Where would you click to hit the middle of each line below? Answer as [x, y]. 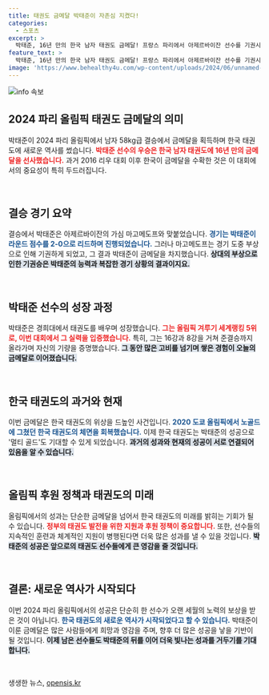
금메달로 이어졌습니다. [43, 358]
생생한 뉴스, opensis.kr [45, 682]
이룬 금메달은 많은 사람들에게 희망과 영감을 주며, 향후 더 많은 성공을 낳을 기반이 [131, 630]
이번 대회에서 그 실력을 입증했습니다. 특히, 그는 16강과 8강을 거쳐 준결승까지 [136, 338]
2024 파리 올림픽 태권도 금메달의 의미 [96, 120]
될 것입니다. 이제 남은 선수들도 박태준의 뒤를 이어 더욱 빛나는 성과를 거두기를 [125, 640]
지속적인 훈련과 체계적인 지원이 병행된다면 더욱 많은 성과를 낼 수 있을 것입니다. [130, 536]
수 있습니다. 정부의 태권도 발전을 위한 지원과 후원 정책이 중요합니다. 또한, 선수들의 [134, 526]
